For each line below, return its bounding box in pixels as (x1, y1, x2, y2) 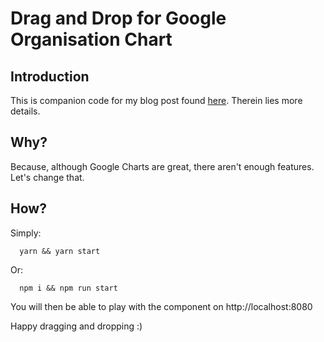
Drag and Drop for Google (10, 7, 227, 30)
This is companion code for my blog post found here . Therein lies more (10, 95, 303, 106)
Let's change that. (10, 171, 85, 183)
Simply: (10, 227, 42, 239)
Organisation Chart (10, 28, 173, 51)
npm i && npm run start (19, 283, 118, 293)
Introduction (10, 68, 90, 85)
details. (10, 105, 41, 117)
